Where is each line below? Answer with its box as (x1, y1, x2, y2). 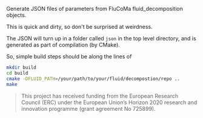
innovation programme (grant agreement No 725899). (21, 105, 156, 112)
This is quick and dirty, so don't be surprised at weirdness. (6, 23, 153, 30)
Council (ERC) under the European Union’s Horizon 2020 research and (21, 99, 198, 106)
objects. (6, 11, 27, 19)
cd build (6, 70, 28, 76)
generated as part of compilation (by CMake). (6, 42, 120, 48)
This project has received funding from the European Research (21, 92, 179, 99)
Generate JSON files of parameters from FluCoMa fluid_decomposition (6, 5, 183, 12)
